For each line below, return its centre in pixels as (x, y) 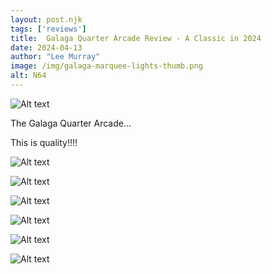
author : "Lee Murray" (55, 57)
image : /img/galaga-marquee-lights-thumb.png (106, 66)
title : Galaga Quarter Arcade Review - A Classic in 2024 (136, 38)
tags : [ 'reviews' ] (48, 29)
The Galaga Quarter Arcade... (71, 123)
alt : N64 (28, 76)
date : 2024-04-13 (46, 47)
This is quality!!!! (44, 142)
